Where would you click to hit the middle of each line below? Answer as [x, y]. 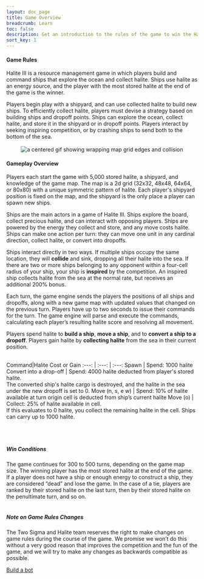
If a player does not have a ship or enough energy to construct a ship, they [100, 477]
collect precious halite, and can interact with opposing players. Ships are [97, 221]
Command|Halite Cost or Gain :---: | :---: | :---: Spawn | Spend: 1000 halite [100, 365]
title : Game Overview [34, 18]
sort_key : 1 [21, 40]
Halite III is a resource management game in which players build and [92, 73]
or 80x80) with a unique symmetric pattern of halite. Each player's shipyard [101, 190]
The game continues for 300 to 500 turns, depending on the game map [96, 464]
